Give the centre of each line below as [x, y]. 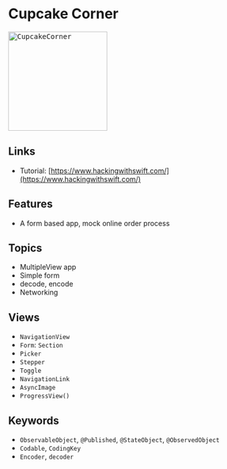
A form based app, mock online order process [95, 223]
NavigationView [45, 337]
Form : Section [41, 345]
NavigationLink [45, 379]
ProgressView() [45, 396]
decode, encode [46, 284]
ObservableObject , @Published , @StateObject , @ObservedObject [119, 440]
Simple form [40, 275]
